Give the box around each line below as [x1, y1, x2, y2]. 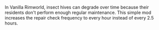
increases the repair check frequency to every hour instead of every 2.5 [5, 15, 154, 20]
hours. [5, 20, 18, 26]
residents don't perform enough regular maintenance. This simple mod [5, 9, 151, 15]
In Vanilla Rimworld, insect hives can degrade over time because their [5, 4, 149, 10]
